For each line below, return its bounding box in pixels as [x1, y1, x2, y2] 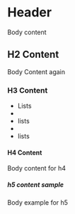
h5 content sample [7, 180, 64, 189]
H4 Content [7, 148, 42, 157]
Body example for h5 [7, 198, 69, 207]
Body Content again [7, 67, 66, 76]
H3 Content [7, 85, 48, 95]
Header [7, 4, 52, 21]
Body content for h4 [7, 164, 66, 173]
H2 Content [7, 49, 59, 61]
